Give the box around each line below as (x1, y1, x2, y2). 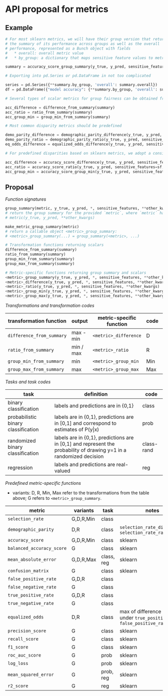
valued (54, 467, 70, 474)
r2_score (7, 683, 28, 689)
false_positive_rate (7, 576, 56, 582)
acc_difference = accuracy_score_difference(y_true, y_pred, (5, 160, 135, 165)
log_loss (7, 660, 28, 666)
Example (5, 24, 33, 32)
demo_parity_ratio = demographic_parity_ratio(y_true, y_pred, (5, 137, 140, 142)
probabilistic (7, 414, 37, 421)
